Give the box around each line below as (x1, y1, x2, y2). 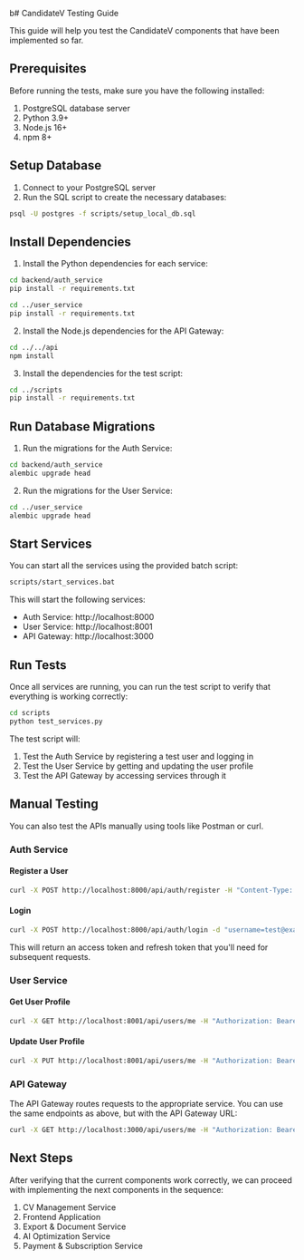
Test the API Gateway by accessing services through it (22, 770, 226, 780)
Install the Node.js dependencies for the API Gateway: (22, 325, 224, 336)
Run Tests (9, 657, 67, 673)
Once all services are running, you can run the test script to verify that (9, 682, 271, 693)
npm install (9, 351, 54, 361)
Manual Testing (9, 797, 100, 812)
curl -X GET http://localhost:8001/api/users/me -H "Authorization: (9, 1016, 273, 1025)
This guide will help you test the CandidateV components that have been (9, 25, 280, 35)
